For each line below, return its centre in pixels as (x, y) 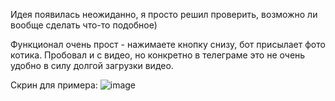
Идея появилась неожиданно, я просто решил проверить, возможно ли (164, 14)
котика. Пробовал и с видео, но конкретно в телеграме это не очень (158, 55)
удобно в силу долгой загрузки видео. (92, 65)
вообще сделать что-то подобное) (84, 25)
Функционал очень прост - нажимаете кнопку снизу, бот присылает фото (168, 44)
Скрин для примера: (54, 85)
